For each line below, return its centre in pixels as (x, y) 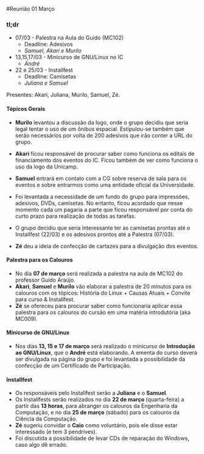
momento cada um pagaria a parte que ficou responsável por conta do (104, 209)
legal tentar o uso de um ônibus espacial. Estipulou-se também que (100, 129)
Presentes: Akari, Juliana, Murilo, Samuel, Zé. (63, 95)
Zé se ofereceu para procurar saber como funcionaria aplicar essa (99, 306)
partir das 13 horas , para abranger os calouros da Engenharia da (96, 406)
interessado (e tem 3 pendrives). (56, 432)
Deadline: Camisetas (50, 77)
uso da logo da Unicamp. (47, 166)
